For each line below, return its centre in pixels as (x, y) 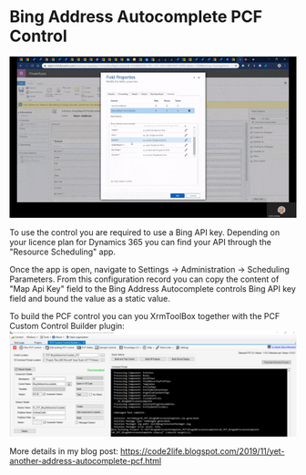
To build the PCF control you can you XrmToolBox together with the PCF (145, 316)
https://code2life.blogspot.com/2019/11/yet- (202, 451)
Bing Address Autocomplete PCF (136, 17)
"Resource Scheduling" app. (63, 252)
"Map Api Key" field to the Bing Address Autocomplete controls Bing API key (153, 289)
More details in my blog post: (64, 451)
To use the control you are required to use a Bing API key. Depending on (145, 232)
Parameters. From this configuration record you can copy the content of (144, 279)
